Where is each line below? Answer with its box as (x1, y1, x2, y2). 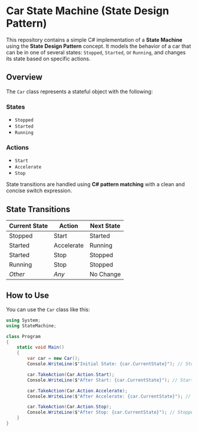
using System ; (6, 317, 41, 323)
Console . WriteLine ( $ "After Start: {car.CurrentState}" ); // (27, 377, 178, 383)
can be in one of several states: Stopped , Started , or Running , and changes (6, 48, 186, 56)
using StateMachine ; (6, 323, 57, 329)
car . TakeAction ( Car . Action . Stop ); (27, 404, 112, 410)
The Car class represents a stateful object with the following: (6, 87, 153, 95)
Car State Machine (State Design (6, 4, 169, 18)
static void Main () (16, 345, 65, 350)
